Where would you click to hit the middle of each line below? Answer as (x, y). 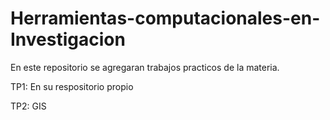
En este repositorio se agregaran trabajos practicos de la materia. (145, 67)
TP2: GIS (28, 106)
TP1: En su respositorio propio (72, 86)
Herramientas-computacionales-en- (165, 18)
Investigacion (68, 39)
